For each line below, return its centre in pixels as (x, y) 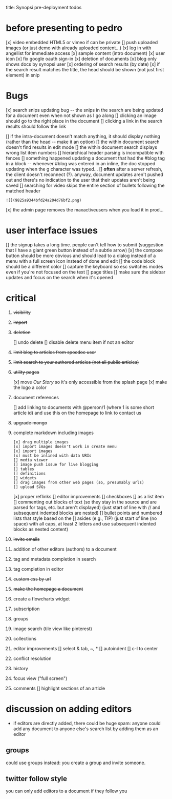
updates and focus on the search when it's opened (59, 277)
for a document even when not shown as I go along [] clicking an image (81, 115)
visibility (22, 312)
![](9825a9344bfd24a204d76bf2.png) (44, 200)
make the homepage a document (48, 589)
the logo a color (30, 387)
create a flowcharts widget (41, 599)
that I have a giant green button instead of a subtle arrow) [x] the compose (84, 250)
